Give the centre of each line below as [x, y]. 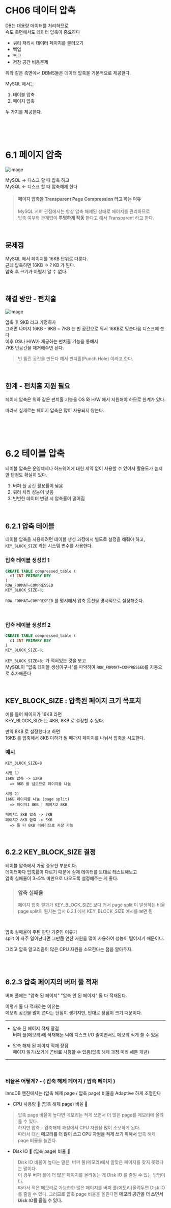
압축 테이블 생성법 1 [27, 560]
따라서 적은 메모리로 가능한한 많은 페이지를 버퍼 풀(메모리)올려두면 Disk [88, 1188]
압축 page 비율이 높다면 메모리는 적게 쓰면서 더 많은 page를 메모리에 [86, 1115]
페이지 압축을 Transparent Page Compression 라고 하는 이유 [79, 199]
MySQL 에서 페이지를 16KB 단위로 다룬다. [47, 258]
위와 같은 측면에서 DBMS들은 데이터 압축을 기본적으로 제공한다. [68, 73]
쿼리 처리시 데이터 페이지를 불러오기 [48, 43]
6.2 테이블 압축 [35, 453]
